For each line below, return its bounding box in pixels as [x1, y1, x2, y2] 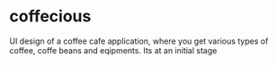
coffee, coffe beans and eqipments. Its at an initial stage [9, 45, 218, 55]
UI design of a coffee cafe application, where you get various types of [9, 36, 269, 46]
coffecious [9, 6, 92, 27]
